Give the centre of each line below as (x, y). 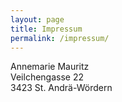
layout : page (37, 19)
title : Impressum (46, 29)
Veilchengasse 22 (47, 77)
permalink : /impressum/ (60, 38)
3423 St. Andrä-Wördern (61, 88)
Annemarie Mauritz (50, 67)
